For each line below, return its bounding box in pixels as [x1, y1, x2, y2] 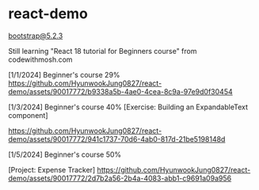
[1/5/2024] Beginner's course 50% [8, 150, 122, 159]
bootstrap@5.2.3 [8, 31, 63, 40]
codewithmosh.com [8, 55, 73, 64]
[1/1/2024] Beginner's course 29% [8, 70, 120, 79]
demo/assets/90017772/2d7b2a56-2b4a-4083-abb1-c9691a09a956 [8, 173, 232, 183]
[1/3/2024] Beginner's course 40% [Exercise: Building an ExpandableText [8, 102, 248, 112]
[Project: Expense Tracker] [8, 165, 96, 174]
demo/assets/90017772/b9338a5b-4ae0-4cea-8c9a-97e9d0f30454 [8, 86, 233, 96]
